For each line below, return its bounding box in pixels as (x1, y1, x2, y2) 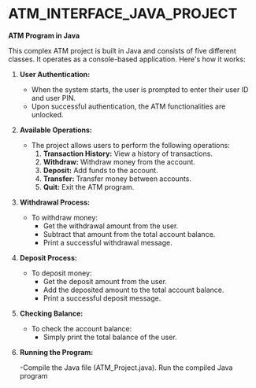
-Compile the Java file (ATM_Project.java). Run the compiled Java (19, 363, 233, 372)
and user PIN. (31, 93, 76, 102)
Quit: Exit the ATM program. (43, 182, 135, 191)
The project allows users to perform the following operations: (31, 140, 230, 150)
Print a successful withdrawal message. (43, 238, 173, 247)
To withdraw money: (31, 212, 98, 222)
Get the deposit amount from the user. (43, 276, 168, 286)
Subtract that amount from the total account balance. (43, 229, 216, 238)
